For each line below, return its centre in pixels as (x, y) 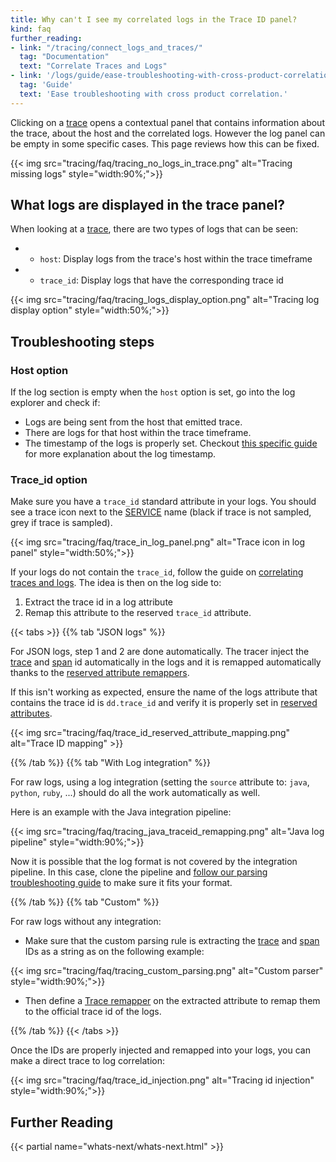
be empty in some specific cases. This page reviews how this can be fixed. (165, 143)
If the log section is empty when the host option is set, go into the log (153, 392)
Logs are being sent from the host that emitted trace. (133, 422)
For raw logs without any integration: (86, 922)
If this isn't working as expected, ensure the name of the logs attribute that (164, 692)
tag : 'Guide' (46, 85)
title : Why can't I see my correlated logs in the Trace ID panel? (154, 19)
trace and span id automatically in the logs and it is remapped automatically (166, 662)
